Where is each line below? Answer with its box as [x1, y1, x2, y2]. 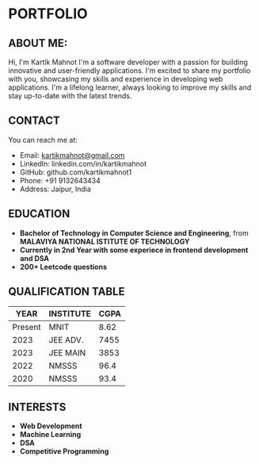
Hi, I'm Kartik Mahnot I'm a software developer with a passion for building [8, 57, 248, 67]
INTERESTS [8, 400, 67, 413]
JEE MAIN [48, 347, 86, 359]
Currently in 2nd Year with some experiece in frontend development [19, 245, 249, 255]
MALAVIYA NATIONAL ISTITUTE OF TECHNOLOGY [19, 236, 190, 246]
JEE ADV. [48, 335, 84, 346]
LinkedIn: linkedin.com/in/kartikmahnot [19, 159, 147, 168]
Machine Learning [19, 430, 82, 439]
